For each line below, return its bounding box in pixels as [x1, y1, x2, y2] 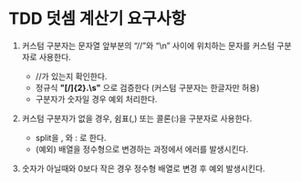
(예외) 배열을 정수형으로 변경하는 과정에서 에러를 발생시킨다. [35, 143, 249, 155]
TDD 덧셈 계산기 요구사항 [8, 8, 186, 29]
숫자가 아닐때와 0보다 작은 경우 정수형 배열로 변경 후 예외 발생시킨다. [21, 163, 265, 174]
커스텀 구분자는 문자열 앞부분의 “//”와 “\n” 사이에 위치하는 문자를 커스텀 [21, 40, 275, 51]
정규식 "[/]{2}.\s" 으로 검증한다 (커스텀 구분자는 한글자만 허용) [35, 82, 260, 93]
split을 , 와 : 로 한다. [35, 132, 107, 143]
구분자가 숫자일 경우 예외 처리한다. [35, 93, 158, 105]
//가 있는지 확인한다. [35, 70, 108, 82]
